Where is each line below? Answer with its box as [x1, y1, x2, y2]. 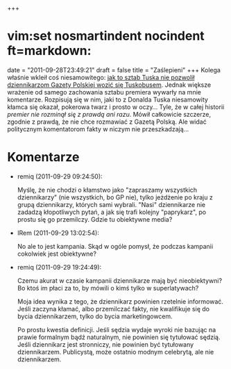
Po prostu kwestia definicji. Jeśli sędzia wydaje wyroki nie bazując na [17, 325, 216, 334]
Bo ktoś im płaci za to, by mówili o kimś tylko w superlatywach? [17, 284, 199, 292]
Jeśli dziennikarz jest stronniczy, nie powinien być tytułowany [17, 340, 194, 348]
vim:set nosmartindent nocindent [7, 28, 205, 44]
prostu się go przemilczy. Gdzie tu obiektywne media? [17, 215, 173, 223]
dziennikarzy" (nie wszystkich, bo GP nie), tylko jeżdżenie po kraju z [17, 192, 213, 202]
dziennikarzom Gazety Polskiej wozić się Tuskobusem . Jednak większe [7, 81, 212, 89]
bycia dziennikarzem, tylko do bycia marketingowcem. [17, 312, 173, 320]
